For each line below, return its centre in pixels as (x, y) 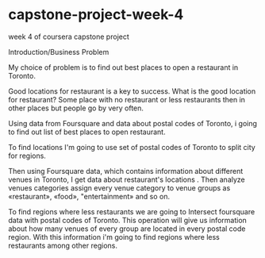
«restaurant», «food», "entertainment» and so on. (89, 196)
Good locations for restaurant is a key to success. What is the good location (132, 91)
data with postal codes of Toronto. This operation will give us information (128, 220)
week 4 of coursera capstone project (69, 37)
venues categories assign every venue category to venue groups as (119, 187)
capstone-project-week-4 (96, 15)
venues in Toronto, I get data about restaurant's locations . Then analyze (127, 179)
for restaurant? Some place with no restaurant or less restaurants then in (127, 99)
